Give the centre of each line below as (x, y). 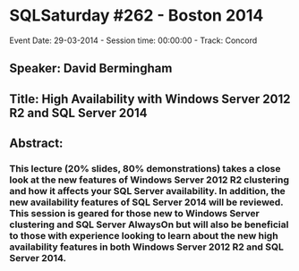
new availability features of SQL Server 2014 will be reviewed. (146, 202)
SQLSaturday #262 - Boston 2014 (137, 16)
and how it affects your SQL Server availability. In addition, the (148, 191)
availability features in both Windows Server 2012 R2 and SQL (146, 247)
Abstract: (36, 144)
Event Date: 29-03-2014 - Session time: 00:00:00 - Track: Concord (133, 40)
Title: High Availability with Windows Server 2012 (150, 99)
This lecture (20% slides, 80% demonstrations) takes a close (145, 169)
